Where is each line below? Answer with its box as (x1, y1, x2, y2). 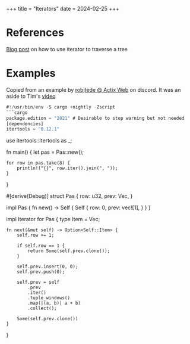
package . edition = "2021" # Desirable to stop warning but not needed (6, 115, 185, 121)
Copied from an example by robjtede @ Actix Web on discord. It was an (6, 86, 181, 93)
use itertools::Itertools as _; (6, 137, 72, 144)
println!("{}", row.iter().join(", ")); (17, 165, 118, 172)
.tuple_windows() (27, 295, 70, 301)
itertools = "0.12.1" (6, 126, 60, 132)
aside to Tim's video (6, 92, 56, 100)
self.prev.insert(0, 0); (17, 264, 78, 270)
